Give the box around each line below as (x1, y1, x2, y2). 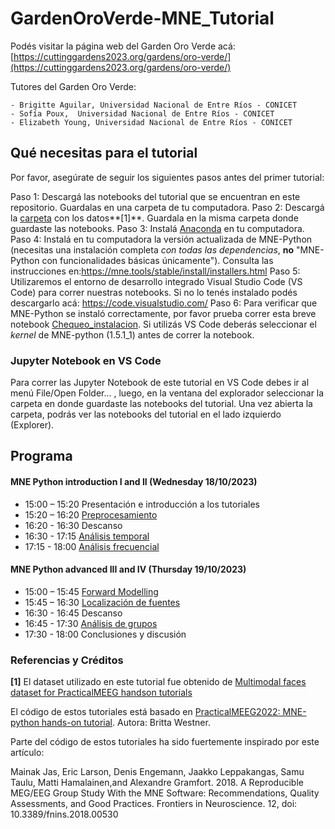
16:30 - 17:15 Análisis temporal (24, 530, 150, 542)
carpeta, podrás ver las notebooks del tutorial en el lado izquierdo (10, 408, 282, 421)
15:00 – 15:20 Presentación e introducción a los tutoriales (24, 498, 261, 510)
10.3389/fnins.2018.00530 (10, 808, 119, 821)
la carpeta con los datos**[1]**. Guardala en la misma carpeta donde (10, 212, 299, 224)
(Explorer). (10, 419, 55, 431)
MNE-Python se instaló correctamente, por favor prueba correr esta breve (10, 307, 317, 319)
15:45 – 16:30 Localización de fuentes (24, 596, 181, 608)
